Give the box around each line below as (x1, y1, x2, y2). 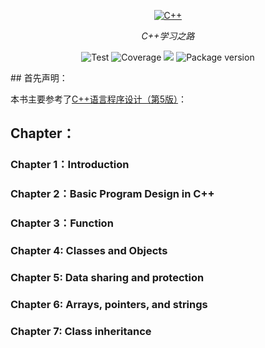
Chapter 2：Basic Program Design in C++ (10, 187, 215, 201)
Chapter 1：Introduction (10, 158, 130, 172)
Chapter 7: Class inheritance (10, 324, 152, 338)
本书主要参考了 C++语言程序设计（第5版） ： (10, 93, 188, 105)
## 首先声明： (10, 72, 68, 84)
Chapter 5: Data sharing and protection (10, 271, 205, 284)
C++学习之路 (141, 30, 195, 42)
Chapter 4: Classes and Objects (10, 244, 168, 258)
